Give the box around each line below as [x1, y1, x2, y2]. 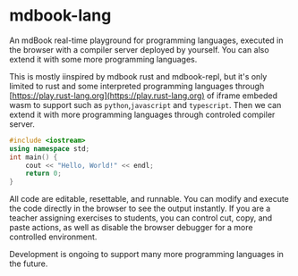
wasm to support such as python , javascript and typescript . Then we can [9, 99, 282, 110]
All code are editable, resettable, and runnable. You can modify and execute [9, 194, 289, 205]
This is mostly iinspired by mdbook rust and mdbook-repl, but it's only [9, 71, 268, 81]
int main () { [9, 153, 58, 162]
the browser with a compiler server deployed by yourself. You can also [9, 44, 270, 54]
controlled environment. [9, 231, 98, 242]
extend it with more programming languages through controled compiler [9, 109, 276, 120]
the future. [9, 258, 48, 269]
